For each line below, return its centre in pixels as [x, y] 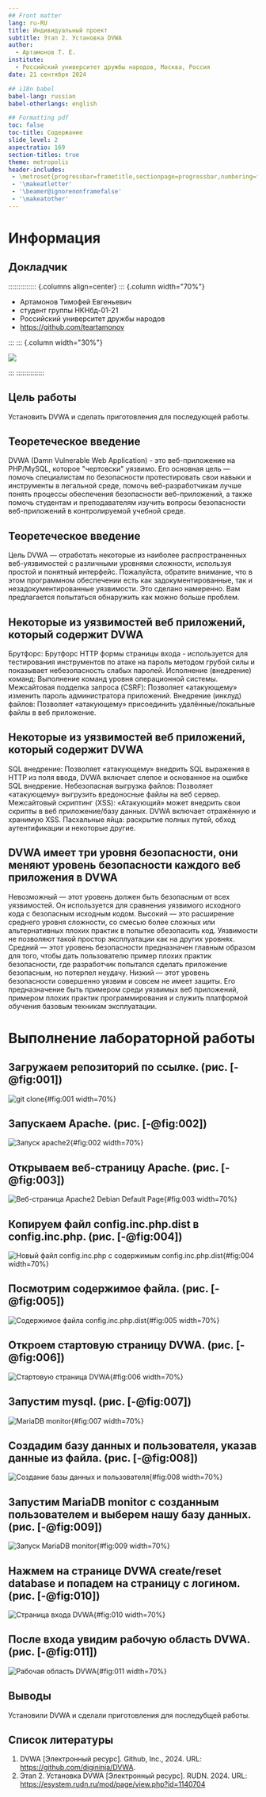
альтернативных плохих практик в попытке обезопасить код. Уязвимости [133, 930]
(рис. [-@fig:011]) [53, 1652]
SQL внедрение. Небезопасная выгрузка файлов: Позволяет [111, 786]
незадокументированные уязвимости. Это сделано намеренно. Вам [124, 589]
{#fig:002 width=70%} [107, 1143]
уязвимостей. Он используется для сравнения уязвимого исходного [125, 905]
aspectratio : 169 [37, 147]
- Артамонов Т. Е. [46, 52]
